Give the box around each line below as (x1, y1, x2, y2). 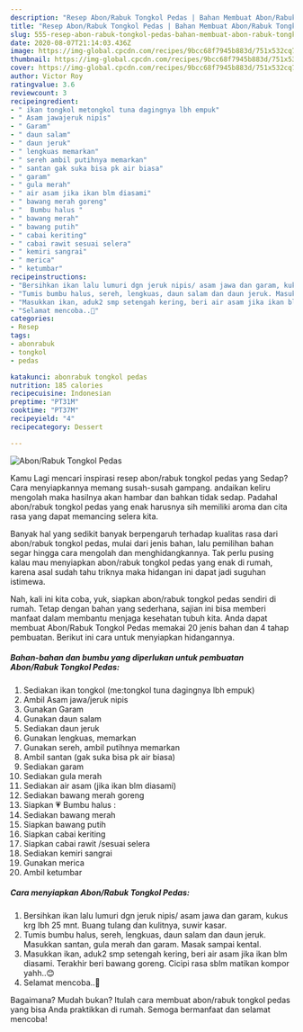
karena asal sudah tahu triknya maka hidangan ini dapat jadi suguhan (10, 566, 266, 577)
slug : (10, 30, 31, 39)
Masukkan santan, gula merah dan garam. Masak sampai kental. (22, 938, 262, 949)
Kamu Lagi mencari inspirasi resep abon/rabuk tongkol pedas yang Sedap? (10, 472, 289, 483)
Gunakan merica (22, 857, 85, 868)
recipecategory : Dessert (10, 422, 103, 432)
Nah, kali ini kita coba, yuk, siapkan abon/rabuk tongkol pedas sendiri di (10, 593, 277, 604)
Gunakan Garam (22, 704, 85, 714)
